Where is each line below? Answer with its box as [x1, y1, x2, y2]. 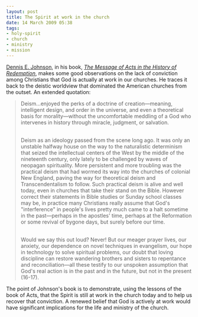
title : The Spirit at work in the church [6, 14, 110, 20]
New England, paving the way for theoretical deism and [20, 174, 155, 181]
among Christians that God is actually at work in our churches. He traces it [6, 76, 187, 83]
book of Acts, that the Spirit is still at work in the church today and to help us [6, 291, 192, 299]
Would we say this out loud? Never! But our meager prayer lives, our [20, 236, 187, 243]
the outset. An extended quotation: [6, 88, 91, 95]
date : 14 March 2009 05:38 [6, 20, 73, 25]
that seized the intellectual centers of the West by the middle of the [20, 149, 184, 156]
